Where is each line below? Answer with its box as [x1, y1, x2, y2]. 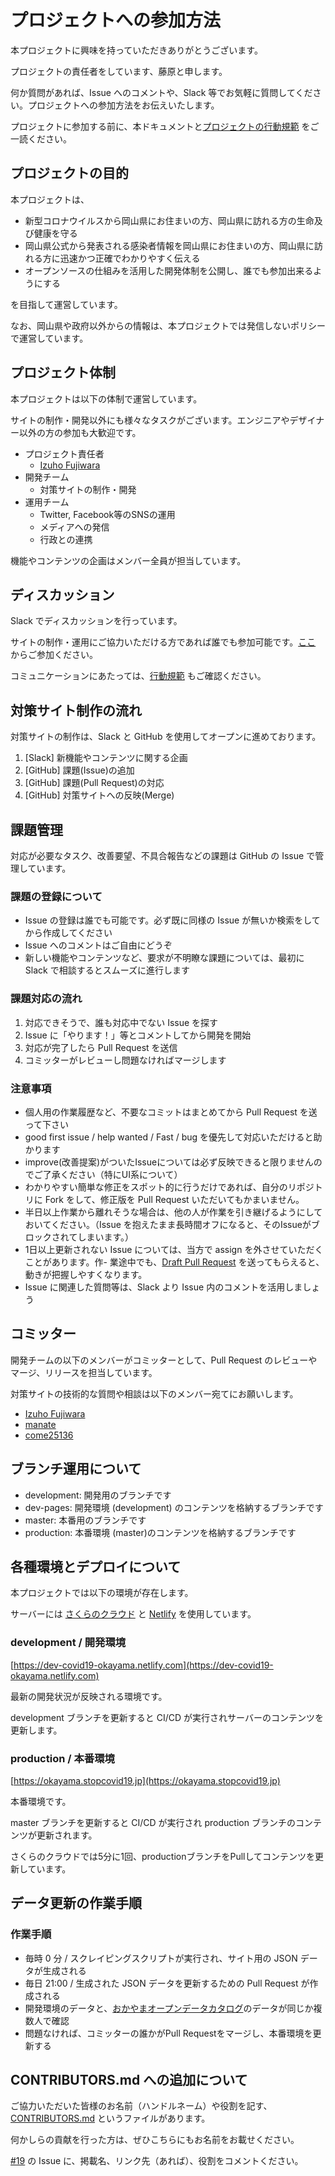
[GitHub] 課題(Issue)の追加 [24, 764, 135, 776]
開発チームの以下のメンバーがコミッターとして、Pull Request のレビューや [10, 1354, 318, 1366]
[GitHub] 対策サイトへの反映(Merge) [24, 789, 175, 801]
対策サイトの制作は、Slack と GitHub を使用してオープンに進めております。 [10, 731, 322, 743]
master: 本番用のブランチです [24, 1514, 147, 1526]
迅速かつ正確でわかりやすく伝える [59, 252, 201, 264]
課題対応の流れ [10, 992, 83, 1006]
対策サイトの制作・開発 [39, 483, 137, 495]
